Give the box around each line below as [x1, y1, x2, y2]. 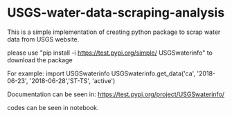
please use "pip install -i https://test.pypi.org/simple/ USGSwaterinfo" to [7, 48, 213, 57]
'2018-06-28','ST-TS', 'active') [29, 76, 116, 84]
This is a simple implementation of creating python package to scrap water [7, 28, 221, 36]
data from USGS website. [7, 35, 80, 43]
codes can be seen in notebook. [7, 103, 99, 111]
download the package [7, 55, 73, 64]
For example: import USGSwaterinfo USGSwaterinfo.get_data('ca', [7, 69, 196, 78]
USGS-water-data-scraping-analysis [7, 5, 225, 21]
